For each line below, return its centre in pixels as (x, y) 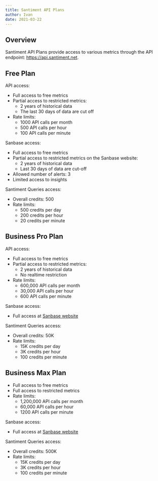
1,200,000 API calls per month (52, 401)
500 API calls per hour (44, 128)
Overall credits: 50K (33, 335)
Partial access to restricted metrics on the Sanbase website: (75, 158)
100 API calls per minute (45, 133)
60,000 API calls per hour (47, 407)
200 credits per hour (42, 215)
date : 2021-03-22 (24, 19)
